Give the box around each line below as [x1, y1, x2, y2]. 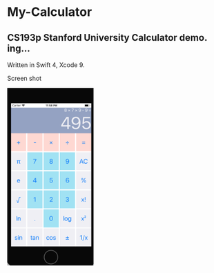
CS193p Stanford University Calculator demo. [7, 32, 207, 44]
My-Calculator [7, 4, 93, 20]
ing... [7, 42, 31, 54]
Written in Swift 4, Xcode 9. [7, 61, 85, 69]
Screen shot [7, 74, 42, 82]
